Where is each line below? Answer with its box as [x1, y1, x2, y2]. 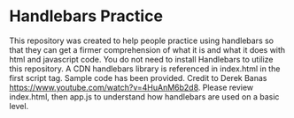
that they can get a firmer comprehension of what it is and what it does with [9, 44, 286, 55]
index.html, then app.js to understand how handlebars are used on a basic [9, 91, 280, 102]
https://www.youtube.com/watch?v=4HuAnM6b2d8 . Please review [9, 82, 254, 92]
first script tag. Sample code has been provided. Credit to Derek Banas [9, 72, 267, 83]
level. [9, 100, 29, 111]
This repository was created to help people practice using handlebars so [9, 35, 275, 46]
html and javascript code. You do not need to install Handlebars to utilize [9, 54, 274, 64]
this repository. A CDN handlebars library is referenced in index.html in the [9, 63, 281, 74]
